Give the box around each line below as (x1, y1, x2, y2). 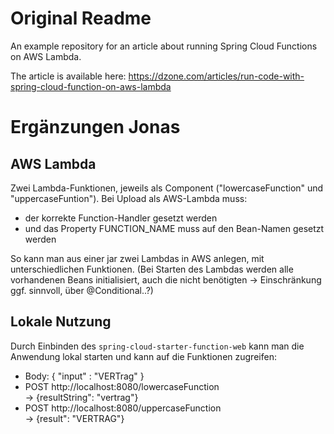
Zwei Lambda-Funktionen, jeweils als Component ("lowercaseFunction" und (10, 182, 324, 194)
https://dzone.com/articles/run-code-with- (128, 70, 305, 82)
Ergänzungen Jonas (10, 116, 181, 139)
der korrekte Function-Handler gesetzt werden (24, 212, 218, 224)
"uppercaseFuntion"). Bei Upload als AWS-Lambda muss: (10, 192, 248, 204)
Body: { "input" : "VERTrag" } (24, 370, 145, 382)
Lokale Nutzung (10, 313, 112, 331)
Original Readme (10, 7, 152, 30)
